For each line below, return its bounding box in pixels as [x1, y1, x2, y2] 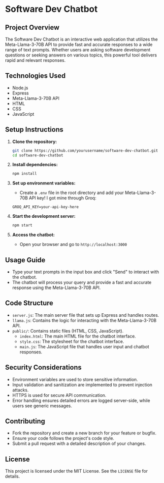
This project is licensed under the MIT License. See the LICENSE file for [5, 468, 148, 474]
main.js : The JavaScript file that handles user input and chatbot [19, 343, 149, 349]
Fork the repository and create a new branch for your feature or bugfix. [12, 430, 157, 436]
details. [5, 474, 20, 480]
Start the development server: [12, 213, 76, 219]
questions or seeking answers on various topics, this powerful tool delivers [5, 52, 157, 58]
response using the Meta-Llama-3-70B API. [12, 285, 101, 290]
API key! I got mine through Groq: [29, 195, 97, 201]
